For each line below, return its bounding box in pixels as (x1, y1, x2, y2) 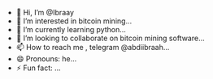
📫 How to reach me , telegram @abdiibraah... (15, 43, 170, 52)
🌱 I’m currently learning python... (15, 25, 126, 34)
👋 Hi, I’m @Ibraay (15, 8, 75, 17)
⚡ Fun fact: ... (15, 63, 61, 73)
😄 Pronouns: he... (15, 54, 77, 64)
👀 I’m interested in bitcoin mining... (15, 16, 133, 26)
